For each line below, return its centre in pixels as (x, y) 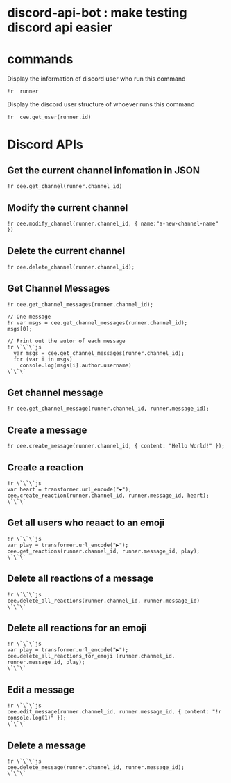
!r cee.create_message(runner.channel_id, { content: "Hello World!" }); (116, 446)
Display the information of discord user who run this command (96, 79)
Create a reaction (45, 467)
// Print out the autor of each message (67, 341)
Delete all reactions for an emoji (77, 628)
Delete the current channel (66, 251)
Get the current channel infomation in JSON (103, 170)
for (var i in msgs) (43, 359)
